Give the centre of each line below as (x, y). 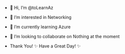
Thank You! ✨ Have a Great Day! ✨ (45, 46)
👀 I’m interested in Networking (41, 17)
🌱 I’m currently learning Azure (40, 27)
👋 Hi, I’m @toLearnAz (31, 8)
